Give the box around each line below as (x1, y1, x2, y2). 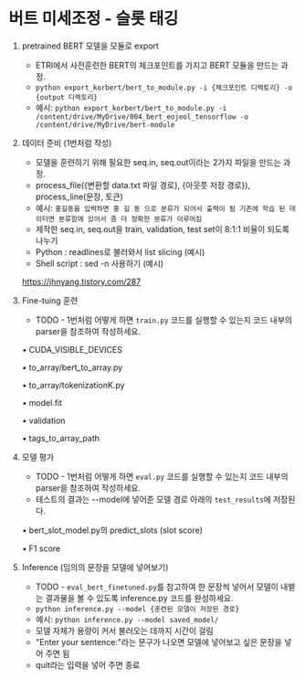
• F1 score (21, 543, 61, 554)
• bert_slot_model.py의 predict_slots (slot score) (21, 525, 203, 536)
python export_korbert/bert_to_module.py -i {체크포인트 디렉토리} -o (35, 83, 293, 92)
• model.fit (21, 397, 63, 408)
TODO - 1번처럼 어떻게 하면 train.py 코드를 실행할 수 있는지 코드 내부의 (35, 314, 293, 325)
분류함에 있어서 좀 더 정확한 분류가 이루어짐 (58, 214, 203, 224)
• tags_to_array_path (21, 432, 100, 443)
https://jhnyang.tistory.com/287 (21, 276, 142, 287)
